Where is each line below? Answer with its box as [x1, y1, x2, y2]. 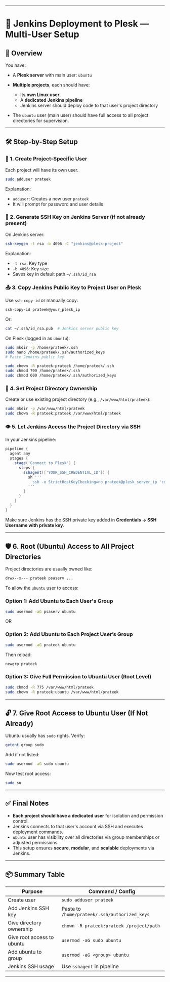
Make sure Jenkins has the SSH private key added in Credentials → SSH [5, 517, 157, 523]
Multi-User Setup [5, 29, 79, 40]
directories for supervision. [12, 117, 69, 124]
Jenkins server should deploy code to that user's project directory [20, 102, 158, 108]
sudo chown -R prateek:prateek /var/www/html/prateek [5, 411, 121, 416]
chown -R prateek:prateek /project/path [61, 923, 160, 929]
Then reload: [5, 651, 32, 658]
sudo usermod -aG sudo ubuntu [5, 761, 69, 767]
